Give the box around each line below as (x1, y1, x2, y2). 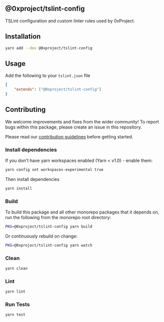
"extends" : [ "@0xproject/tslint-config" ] (14, 87, 101, 92)
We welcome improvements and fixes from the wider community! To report (5, 118, 159, 124)
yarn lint (5, 289, 26, 294)
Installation (5, 32, 41, 41)
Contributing (5, 105, 46, 114)
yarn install (5, 185, 32, 191)
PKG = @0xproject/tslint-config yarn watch (5, 242, 93, 247)
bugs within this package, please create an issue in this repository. (5, 124, 142, 130)
